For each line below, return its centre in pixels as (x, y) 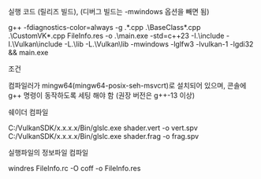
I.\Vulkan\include (35, 44)
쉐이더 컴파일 (28, 112)
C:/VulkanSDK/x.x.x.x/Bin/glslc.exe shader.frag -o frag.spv (104, 136)
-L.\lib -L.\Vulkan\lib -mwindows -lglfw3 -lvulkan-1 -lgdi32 (159, 44)
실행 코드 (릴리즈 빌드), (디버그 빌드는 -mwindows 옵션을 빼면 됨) (109, 11)
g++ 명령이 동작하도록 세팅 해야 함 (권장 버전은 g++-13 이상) (102, 95)
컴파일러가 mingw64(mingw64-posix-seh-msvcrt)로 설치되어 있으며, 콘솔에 (127, 86)
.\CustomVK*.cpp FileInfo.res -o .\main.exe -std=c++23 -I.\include (116, 35)
